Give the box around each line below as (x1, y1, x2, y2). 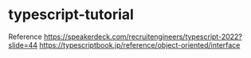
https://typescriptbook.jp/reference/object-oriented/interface (39, 40, 241, 49)
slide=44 (8, 40, 38, 49)
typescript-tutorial (8, 6, 134, 24)
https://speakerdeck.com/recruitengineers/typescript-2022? (43, 32, 243, 41)
